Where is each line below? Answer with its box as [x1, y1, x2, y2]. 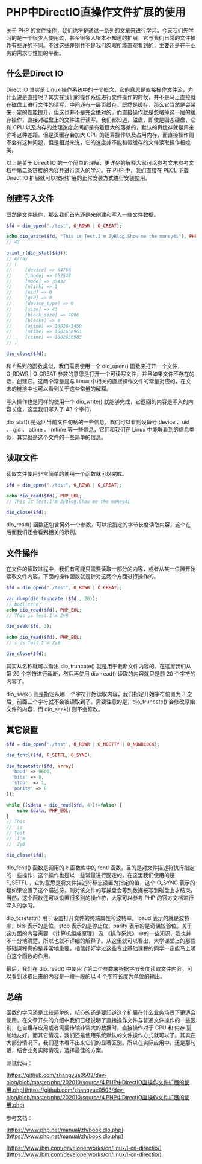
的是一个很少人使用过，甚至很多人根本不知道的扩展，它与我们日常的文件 [11, 34, 191, 41]
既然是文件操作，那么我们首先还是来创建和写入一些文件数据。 [6, 211, 159, 218]
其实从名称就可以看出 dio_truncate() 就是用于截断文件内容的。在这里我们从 [6, 662, 191, 670]
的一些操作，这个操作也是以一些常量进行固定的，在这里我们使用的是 [6, 871, 175, 878]
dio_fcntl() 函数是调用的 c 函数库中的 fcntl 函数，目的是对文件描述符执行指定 [6, 864, 195, 871]
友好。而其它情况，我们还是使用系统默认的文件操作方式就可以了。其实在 [16, 1032, 196, 1039]
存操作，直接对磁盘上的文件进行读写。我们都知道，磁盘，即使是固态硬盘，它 [6, 116, 196, 123]
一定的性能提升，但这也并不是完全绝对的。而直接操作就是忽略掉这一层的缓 [11, 108, 196, 115]
